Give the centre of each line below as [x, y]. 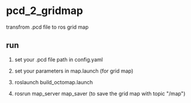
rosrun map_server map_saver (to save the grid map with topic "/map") [100, 93]
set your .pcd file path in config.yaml [59, 59]
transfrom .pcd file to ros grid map [47, 27]
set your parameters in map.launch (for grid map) [74, 71]
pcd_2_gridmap [45, 11]
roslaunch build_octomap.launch [54, 82]
